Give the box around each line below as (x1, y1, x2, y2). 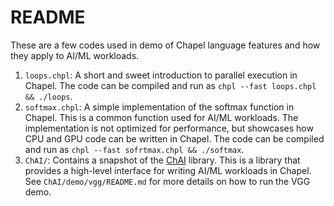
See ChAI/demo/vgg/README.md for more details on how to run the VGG (24, 175, 311, 187)
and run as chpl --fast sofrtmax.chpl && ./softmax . (24, 143, 245, 155)
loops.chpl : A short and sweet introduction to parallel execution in (24, 69, 298, 81)
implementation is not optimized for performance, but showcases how (24, 122, 314, 134)
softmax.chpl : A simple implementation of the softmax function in (24, 101, 295, 113)
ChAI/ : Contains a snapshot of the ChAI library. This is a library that (24, 154, 301, 166)
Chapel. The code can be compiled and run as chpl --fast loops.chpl (24, 79, 317, 91)
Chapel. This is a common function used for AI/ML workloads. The (24, 111, 299, 123)
